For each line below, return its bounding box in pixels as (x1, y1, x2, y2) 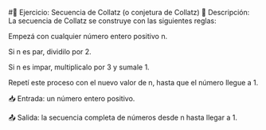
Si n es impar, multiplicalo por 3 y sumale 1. (8, 62, 150, 72)
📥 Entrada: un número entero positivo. (8, 94, 135, 103)
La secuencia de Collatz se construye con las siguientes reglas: (8, 16, 217, 26)
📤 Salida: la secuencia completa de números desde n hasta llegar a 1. (8, 112, 237, 122)
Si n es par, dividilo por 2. (8, 47, 92, 56)
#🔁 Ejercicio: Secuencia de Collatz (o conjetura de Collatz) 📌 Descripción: (8, 8, 250, 17)
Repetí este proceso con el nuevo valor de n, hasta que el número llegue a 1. (8, 78, 259, 87)
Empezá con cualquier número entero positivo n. (8, 32, 168, 41)
